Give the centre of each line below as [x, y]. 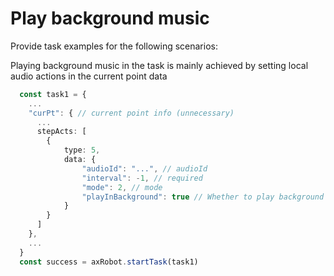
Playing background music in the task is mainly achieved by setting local [159, 65]
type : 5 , [82, 150]
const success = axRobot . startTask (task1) [109, 262]
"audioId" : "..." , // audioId [144, 168]
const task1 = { [53, 94]
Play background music [110, 18]
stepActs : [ [61, 132]
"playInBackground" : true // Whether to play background [203, 197]
